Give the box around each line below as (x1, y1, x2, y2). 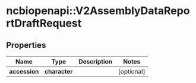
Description (78, 58, 113, 65)
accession (9, 68, 39, 75)
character (44, 68, 73, 75)
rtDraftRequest (6, 16, 82, 30)
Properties (6, 40, 46, 50)
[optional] (118, 68, 146, 75)
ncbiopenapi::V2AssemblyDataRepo (6, 4, 190, 18)
